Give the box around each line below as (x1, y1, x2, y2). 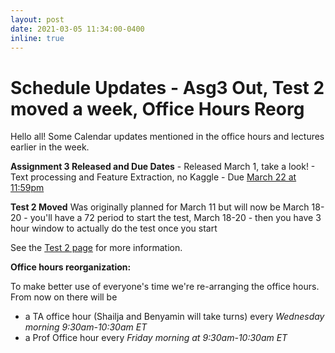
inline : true (10, 33, 65, 43)
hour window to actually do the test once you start (10, 222, 218, 235)
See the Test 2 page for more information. (10, 242, 183, 254)
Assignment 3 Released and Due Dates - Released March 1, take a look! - (10, 161, 316, 173)
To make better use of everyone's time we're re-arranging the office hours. (10, 281, 320, 293)
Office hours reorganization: (10, 261, 132, 273)
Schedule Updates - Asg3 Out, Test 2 (10, 76, 325, 99)
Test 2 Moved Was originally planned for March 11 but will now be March (10, 201, 310, 213)
